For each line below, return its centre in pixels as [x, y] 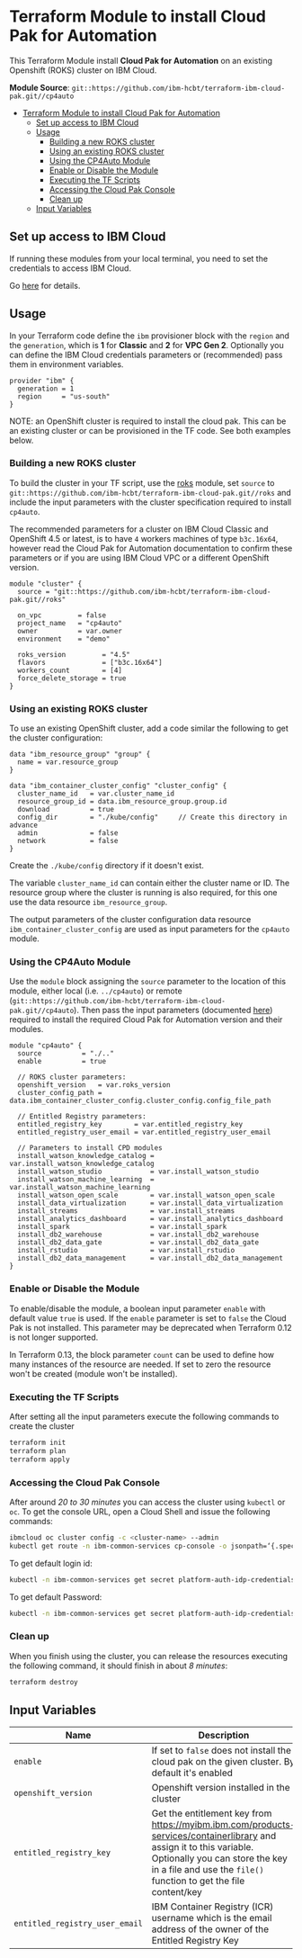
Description [224, 1736]
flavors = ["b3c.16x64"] [90, 662]
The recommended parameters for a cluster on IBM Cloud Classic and [139, 529]
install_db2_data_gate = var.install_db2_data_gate [138, 1243]
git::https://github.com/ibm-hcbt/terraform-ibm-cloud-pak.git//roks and [151, 492]
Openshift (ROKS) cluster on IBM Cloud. [83, 70]
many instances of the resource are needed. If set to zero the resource [140, 1364]
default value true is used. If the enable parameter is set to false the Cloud [148, 1318]
